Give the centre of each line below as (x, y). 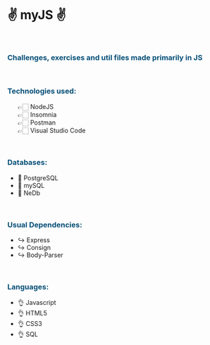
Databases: (27, 163)
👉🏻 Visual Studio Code (51, 130)
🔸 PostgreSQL (38, 177)
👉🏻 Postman (37, 123)
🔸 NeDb (29, 193)
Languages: (28, 287)
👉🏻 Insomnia (37, 114)
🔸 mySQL (31, 185)
